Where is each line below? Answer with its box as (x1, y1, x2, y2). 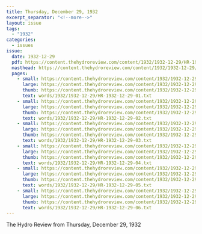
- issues (11, 43, 34, 49)
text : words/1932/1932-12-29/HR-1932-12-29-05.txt (22, 182, 152, 188)
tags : (6, 25, 20, 32)
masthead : (11, 64, 36, 71)
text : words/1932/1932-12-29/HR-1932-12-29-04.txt (22, 160, 152, 166)
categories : (6, 37, 36, 43)
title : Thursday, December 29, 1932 (6, 8, 98, 15)
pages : (11, 70, 28, 76)
